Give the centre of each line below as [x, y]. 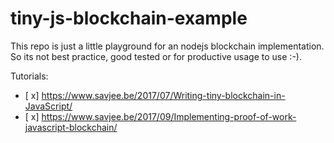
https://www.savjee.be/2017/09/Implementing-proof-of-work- [169, 116]
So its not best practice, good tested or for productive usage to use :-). [156, 56]
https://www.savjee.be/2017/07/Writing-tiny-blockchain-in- [163, 95]
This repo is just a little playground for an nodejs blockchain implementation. [167, 46]
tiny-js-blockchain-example [129, 18]
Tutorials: [29, 76]
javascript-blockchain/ [71, 127]
